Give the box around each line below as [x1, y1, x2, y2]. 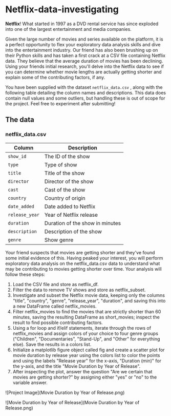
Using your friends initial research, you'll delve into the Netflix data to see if [5, 63, 164, 69]
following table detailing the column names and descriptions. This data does [5, 89, 166, 96]
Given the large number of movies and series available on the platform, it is [5, 36, 163, 42]
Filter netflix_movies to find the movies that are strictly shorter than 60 [12, 308, 161, 314]
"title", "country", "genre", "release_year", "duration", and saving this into [12, 297, 166, 304]
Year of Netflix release [44, 211, 98, 218]
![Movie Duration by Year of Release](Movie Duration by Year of [5, 399, 140, 405]
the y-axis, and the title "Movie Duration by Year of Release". [12, 363, 141, 369]
